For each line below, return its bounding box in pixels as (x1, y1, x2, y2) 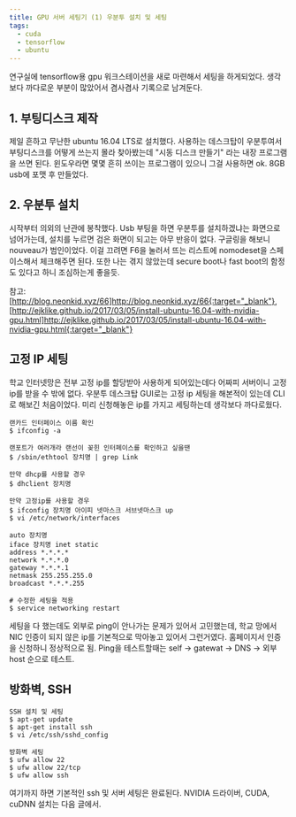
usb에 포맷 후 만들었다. (9, 169, 89, 180)
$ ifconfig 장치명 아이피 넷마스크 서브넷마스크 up (9, 505, 174, 514)
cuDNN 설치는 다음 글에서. (9, 798, 102, 810)
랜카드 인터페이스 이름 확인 (9, 418, 95, 428)
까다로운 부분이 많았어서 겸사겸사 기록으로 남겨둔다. (25, 82, 203, 93)
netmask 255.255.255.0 (9, 571, 93, 580)
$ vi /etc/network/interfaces (9, 513, 121, 522)
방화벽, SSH (9, 682, 72, 697)
